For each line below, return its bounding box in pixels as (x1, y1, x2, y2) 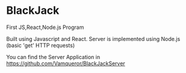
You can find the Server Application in (6, 53, 101, 60)
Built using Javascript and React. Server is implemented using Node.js (6, 35, 181, 42)
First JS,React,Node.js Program (6, 24, 84, 31)
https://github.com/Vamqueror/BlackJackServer (6, 60, 125, 67)
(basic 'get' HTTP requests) (6, 42, 75, 49)
